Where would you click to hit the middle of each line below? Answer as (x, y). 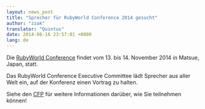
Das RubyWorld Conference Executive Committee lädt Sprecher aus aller (99, 76)
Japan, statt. (22, 64)
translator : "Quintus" (35, 29)
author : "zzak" (26, 23)
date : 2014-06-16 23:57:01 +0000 (49, 35)
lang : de (17, 40)
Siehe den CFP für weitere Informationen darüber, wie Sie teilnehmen (94, 94)
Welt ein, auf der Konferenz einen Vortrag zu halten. (72, 82)
